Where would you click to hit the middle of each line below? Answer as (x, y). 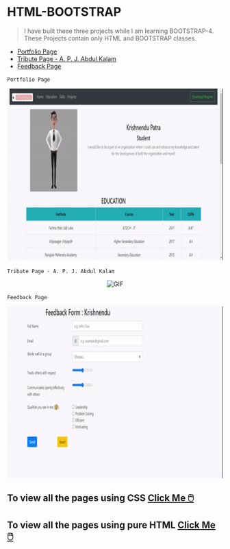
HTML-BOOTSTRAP (64, 12)
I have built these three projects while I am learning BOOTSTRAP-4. (119, 31)
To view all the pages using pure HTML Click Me (111, 525)
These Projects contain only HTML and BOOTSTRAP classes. (110, 38)
